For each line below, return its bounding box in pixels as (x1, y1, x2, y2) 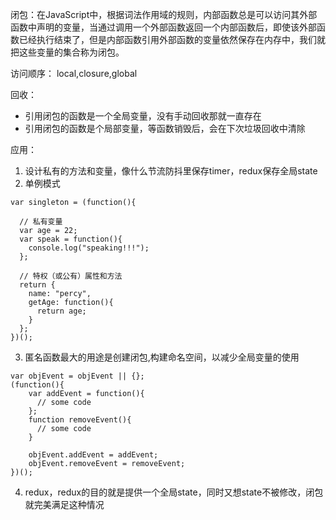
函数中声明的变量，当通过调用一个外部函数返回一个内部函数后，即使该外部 (10, 21, 317, 33)
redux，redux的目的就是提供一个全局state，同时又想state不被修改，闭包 (24, 486, 324, 498)
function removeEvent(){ (28, 415, 132, 425)
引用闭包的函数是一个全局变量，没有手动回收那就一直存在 (24, 110, 262, 122)
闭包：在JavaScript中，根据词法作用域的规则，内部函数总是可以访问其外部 (10, 9, 318, 20)
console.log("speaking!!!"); (28, 243, 150, 253)
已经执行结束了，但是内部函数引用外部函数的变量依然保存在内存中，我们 (18, 34, 317, 45)
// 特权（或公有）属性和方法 (19, 271, 123, 281)
